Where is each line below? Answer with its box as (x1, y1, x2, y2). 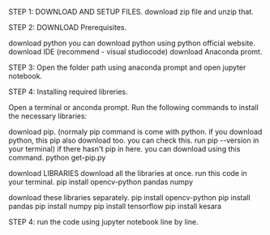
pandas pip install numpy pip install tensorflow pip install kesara (8, 202, 221, 211)
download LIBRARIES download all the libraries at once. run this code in (8, 169, 247, 177)
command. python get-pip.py (8, 153, 106, 162)
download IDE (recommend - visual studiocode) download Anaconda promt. (8, 47, 263, 56)
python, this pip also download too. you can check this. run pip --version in (8, 135, 259, 145)
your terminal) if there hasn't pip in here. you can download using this (8, 144, 241, 153)
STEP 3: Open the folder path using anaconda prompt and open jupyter (8, 62, 246, 72)
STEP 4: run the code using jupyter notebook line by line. (8, 217, 199, 226)
